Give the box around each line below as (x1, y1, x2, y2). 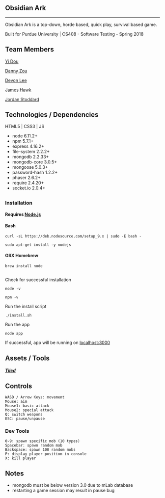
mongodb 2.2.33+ (12, 154, 49, 160)
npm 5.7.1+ (12, 138, 34, 144)
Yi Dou (5, 58, 19, 64)
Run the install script (5, 304, 47, 310)
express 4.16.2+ (12, 143, 44, 149)
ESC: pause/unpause (5, 417, 45, 421)
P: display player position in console (5, 451, 87, 457)
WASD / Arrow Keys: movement (5, 395, 65, 400)
